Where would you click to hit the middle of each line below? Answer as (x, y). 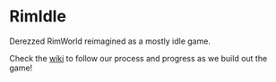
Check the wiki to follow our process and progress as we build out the (138, 58)
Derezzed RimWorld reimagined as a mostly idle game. (110, 41)
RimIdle (38, 16)
